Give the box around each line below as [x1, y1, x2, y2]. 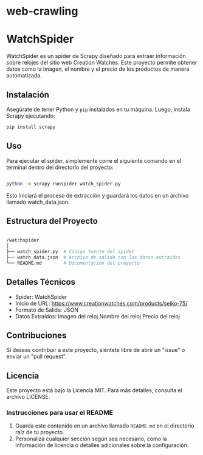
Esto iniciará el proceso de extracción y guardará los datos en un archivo [6, 192, 189, 199]
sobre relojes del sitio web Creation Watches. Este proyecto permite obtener [6, 59, 198, 66]
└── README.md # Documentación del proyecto [6, 260, 140, 266]
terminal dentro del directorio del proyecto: [6, 163, 114, 171]
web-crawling [6, 4, 78, 18]
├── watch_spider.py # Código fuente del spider [6, 249, 135, 255]
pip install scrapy [6, 124, 56, 130]
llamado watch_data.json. [6, 198, 70, 206]
